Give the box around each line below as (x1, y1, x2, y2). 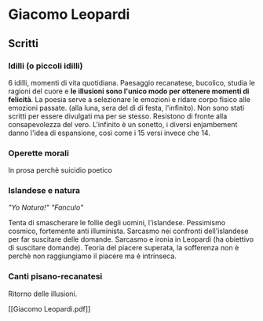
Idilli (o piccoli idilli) (8, 60, 83, 71)
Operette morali (8, 148, 69, 159)
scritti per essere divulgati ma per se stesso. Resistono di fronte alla (8, 111, 228, 121)
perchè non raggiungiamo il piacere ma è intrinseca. (8, 251, 177, 261)
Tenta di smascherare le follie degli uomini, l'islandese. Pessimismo (8, 218, 226, 228)
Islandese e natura (8, 185, 81, 196)
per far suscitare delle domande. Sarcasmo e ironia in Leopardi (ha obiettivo (8, 235, 254, 244)
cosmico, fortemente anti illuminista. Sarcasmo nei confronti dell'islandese (8, 226, 249, 236)
